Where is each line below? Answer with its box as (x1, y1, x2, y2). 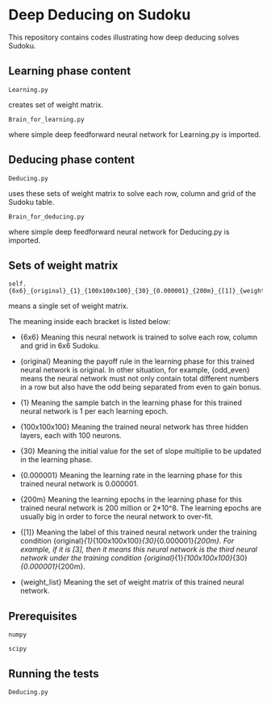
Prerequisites (8, 609, 77, 623)
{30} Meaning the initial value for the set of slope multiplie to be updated (19, 446, 262, 456)
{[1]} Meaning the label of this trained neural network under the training (19, 527, 257, 537)
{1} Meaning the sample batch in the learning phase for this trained (19, 398, 242, 408)
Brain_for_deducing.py (8, 212, 85, 221)
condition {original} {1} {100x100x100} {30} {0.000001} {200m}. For (19, 536, 235, 546)
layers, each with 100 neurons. (19, 431, 123, 440)
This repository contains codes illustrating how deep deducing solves (8, 32, 240, 42)
